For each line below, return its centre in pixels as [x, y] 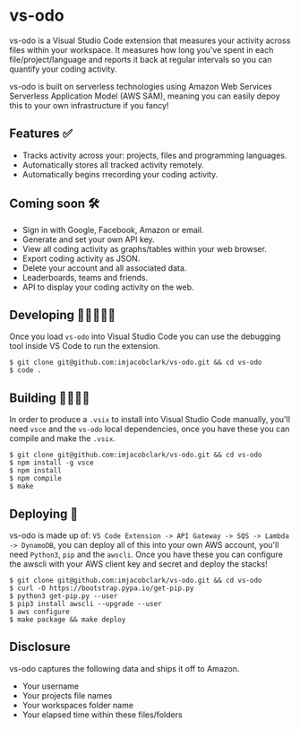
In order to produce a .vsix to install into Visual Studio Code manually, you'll [150, 420]
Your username [50, 686]
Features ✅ [41, 134]
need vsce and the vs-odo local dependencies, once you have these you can [150, 429]
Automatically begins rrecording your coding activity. [120, 174]
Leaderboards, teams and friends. [85, 277]
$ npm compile [36, 479]
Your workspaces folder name [78, 705]
